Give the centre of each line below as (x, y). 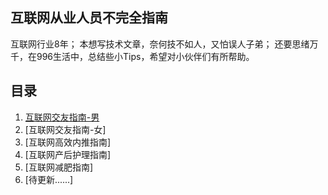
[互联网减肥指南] (59, 167)
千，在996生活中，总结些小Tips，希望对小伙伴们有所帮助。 (132, 56)
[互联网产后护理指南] (68, 154)
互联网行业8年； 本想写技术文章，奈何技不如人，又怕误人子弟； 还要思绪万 (164, 44)
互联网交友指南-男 (62, 117)
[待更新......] (49, 179)
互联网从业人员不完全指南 (89, 18)
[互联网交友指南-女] (65, 129)
